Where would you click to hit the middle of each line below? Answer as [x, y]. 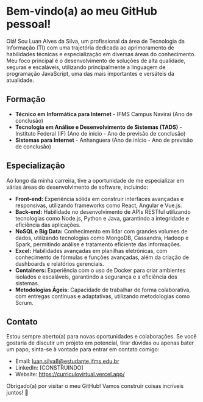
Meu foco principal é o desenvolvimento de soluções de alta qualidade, [96, 60]
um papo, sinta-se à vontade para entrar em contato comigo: [83, 349]
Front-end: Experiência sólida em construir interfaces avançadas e [99, 199]
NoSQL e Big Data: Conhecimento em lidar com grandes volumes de [101, 231]
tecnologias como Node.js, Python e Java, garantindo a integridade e [102, 218]
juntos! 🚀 [17, 393]
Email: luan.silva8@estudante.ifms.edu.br [67, 361]
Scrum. [24, 302]
